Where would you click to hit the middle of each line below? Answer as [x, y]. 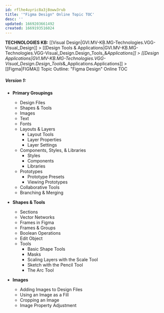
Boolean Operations [40, 233]
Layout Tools [40, 135]
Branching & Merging [42, 193]
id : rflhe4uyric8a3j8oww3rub [35, 10]
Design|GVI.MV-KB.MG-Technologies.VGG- [111, 42]
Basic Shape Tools [46, 249]
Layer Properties [44, 140]
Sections [29, 212]
